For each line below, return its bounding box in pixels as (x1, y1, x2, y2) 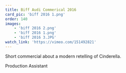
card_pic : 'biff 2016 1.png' (5, 12, 65, 17)
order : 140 (5, 16, 28, 21)
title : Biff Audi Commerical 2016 (5, 7, 77, 12)
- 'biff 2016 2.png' (14, 26, 57, 31)
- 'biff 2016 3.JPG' (14, 35, 57, 40)
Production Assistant (5, 63, 48, 69)
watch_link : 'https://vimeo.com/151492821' (5, 40, 97, 45)
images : (5, 21, 21, 26)
